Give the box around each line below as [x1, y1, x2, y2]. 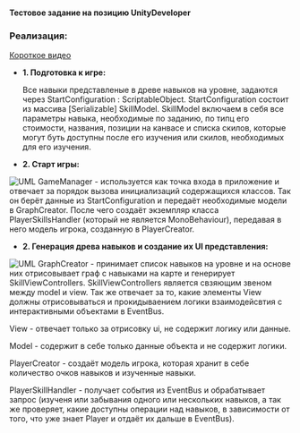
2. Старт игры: [21, 158, 80, 169]
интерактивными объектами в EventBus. [9, 305, 165, 317]
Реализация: [9, 30, 68, 42]
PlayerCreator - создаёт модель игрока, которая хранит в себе [9, 358, 250, 369]
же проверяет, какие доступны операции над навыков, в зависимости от [9, 403, 290, 414]
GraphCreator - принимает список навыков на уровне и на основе [37, 258, 291, 268]
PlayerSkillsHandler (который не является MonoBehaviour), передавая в [9, 214, 282, 225]
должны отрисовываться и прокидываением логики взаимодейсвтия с [9, 296, 283, 307]
